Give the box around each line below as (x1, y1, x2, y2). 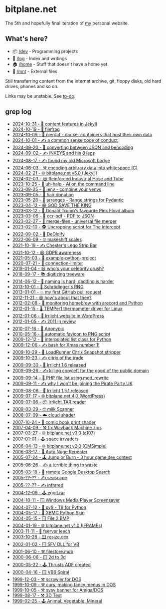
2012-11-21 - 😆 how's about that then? (12, 294, 92, 300)
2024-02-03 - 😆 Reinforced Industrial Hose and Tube (12, 175, 124, 181)
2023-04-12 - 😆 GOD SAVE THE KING (12, 202, 92, 208)
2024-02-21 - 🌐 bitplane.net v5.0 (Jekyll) (12, 170, 97, 176)
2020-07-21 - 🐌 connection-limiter (12, 260, 83, 266)
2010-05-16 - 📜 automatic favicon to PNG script (12, 331, 111, 337)
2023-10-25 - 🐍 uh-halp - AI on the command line (12, 181, 115, 187)
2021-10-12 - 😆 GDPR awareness (12, 249, 81, 255)
